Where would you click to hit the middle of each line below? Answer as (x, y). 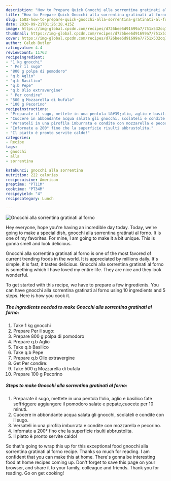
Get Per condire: (30, 363)
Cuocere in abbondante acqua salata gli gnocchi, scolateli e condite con (89, 414)
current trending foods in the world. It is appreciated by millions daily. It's (82, 259)
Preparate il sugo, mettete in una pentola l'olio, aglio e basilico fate (83, 398)
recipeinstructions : (28, 109)
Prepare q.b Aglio (31, 341)
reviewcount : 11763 (26, 52)
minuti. (20, 409)
